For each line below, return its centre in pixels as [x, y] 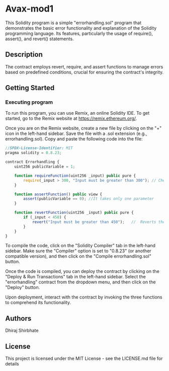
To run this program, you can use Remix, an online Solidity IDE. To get [77, 113]
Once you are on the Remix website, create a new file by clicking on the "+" [83, 128]
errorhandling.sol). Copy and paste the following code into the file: [74, 139]
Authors [18, 318]
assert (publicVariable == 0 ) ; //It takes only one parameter [89, 199]
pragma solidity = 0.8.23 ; [33, 153]
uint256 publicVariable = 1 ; [45, 167]
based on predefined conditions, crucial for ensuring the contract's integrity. [84, 72]
